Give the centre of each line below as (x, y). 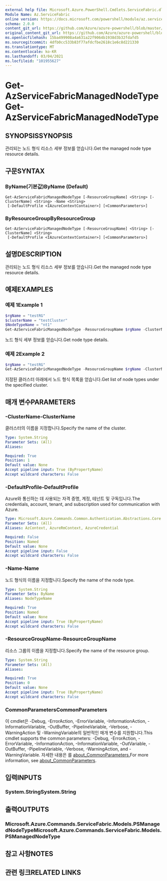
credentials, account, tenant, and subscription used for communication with (83, 504)
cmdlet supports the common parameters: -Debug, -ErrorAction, (71, 738)
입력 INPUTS (24, 777)
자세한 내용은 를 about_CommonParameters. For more (95, 755)
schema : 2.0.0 (20, 24)
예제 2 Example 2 (25, 354)
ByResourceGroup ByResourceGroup (50, 218)
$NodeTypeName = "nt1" (29, 325)
